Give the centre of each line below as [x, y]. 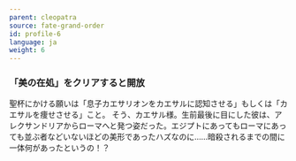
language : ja [33, 42]
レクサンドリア [36, 126]
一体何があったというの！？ [60, 148]
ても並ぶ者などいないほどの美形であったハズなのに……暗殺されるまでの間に [147, 137]
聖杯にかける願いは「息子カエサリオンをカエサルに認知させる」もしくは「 [144, 103]
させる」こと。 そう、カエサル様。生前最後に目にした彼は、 [165, 115]
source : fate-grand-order [57, 26]
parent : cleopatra [43, 17]
